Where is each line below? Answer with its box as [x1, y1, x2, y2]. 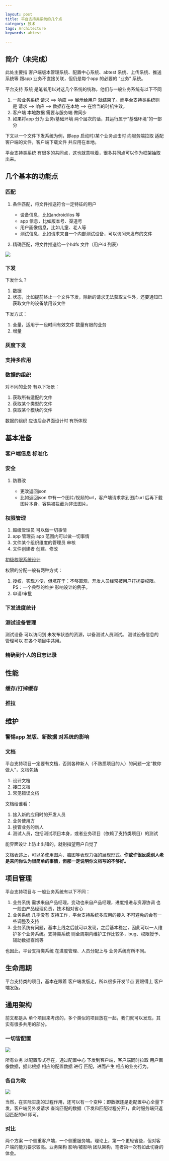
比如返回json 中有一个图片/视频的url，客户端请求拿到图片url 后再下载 [20, 494, 163, 500]
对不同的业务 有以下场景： [5, 384, 59, 390]
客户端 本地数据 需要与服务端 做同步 [12, 109, 87, 115]
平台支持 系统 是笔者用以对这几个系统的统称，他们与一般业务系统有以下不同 [5, 86, 162, 92]
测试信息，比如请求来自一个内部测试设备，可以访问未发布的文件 [20, 230, 152, 237]
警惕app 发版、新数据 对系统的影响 [5, 733, 90, 740]
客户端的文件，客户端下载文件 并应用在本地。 [5, 139, 99, 145]
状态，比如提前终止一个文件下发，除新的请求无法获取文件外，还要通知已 [12, 294, 162, 300]
